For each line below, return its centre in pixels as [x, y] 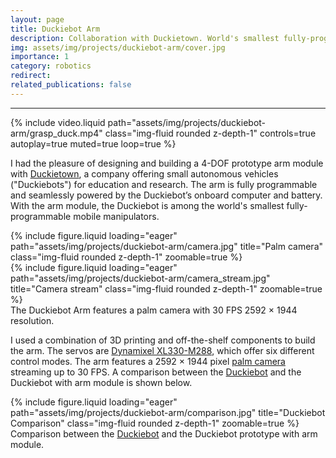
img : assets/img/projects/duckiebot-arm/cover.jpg [118, 47]
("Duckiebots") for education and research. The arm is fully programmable [164, 184]
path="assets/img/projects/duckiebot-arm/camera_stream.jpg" [140, 278]
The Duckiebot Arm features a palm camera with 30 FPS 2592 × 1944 [154, 310]
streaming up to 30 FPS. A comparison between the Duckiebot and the [156, 372]
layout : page [37, 19]
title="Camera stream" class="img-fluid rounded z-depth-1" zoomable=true [166, 288]
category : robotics [51, 66]
